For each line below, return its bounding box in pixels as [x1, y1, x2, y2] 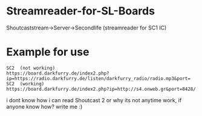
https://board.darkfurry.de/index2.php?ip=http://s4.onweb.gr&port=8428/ [6, 86, 197, 92]
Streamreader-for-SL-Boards [6, 4, 155, 18]
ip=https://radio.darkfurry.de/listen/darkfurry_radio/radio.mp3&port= [6, 75, 191, 82]
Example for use [6, 45, 90, 59]
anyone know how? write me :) [6, 103, 83, 110]
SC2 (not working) [6, 65, 56, 71]
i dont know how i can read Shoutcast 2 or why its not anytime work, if [6, 96, 182, 103]
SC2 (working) [6, 81, 45, 87]
